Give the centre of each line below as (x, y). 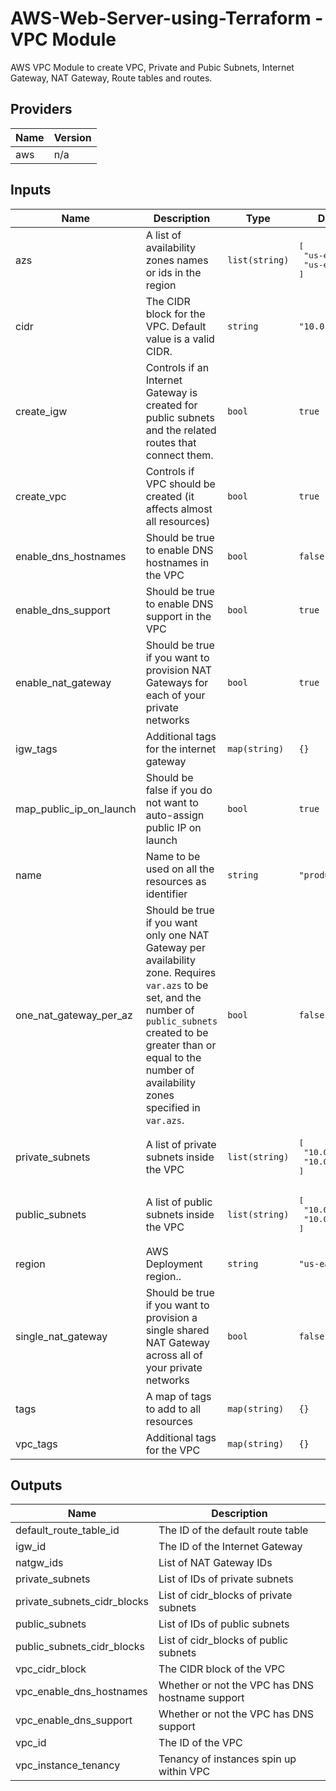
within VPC (184, 1772)
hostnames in (177, 562)
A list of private (181, 1144)
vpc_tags (36, 1444)
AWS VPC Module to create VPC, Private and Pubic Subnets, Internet (152, 67)
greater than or (181, 1045)
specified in (173, 1107)
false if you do (179, 790)
